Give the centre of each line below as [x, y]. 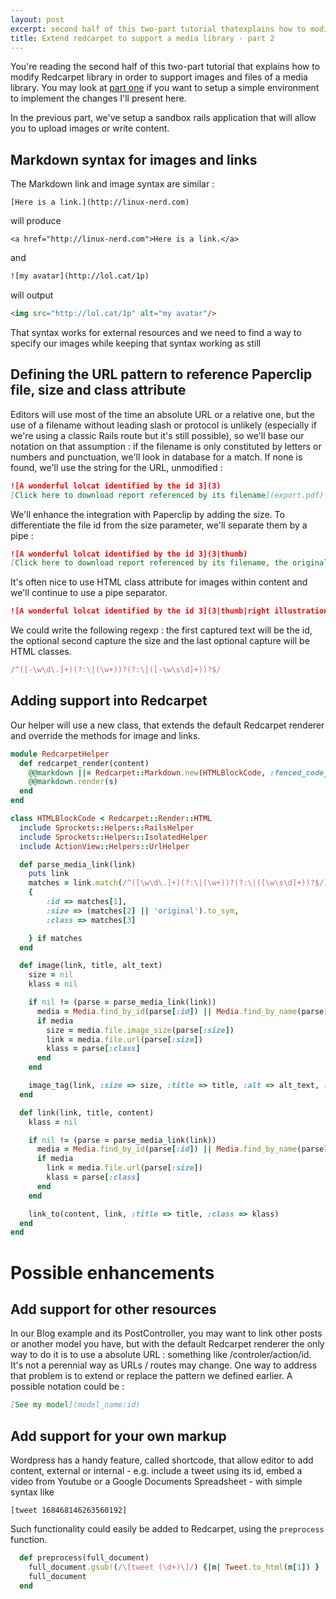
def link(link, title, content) [87, 1112]
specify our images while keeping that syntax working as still [136, 343]
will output [32, 295]
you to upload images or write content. [90, 128]
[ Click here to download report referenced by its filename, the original [169, 563]
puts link [49, 874]
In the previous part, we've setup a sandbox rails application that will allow [163, 118]
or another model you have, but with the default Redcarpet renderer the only [167, 1344]
